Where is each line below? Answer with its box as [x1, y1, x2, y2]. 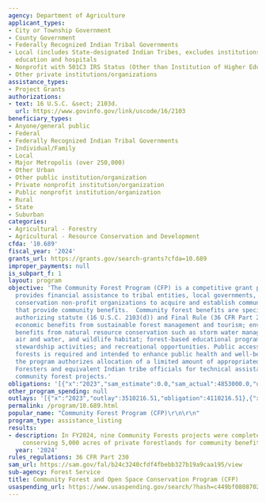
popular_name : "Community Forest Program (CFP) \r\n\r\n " [8, 410, 200, 417]
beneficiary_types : [8, 115, 73, 123]
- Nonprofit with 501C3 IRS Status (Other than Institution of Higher [8, 63, 246, 71]
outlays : [8, 394, 37, 402]
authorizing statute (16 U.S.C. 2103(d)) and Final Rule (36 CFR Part [15, 314, 253, 322]
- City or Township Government [8, 26, 112, 34]
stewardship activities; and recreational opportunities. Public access [15, 343, 260, 351]
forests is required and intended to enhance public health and [15, 350, 232, 359]
